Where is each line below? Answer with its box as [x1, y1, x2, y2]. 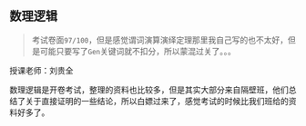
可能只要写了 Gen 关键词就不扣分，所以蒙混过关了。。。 [39, 45, 237, 56]
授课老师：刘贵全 [9, 64, 74, 75]
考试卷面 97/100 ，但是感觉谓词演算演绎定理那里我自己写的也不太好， [31, 34, 289, 45]
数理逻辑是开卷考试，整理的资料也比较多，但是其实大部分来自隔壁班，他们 [9, 84, 289, 95]
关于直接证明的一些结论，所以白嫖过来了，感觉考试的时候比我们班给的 [25, 95, 289, 106]
